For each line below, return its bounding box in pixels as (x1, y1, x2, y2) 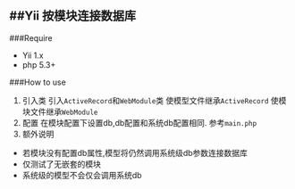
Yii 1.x (21, 50, 44, 61)
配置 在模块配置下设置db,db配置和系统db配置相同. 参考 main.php (21, 117, 257, 127)
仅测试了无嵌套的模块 (21, 159, 101, 169)
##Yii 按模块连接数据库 (9, 8, 137, 24)
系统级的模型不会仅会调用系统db (21, 169, 142, 180)
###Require (9, 32, 54, 43)
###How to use (9, 77, 67, 87)
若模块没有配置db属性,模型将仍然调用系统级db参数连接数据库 (21, 147, 249, 158)
